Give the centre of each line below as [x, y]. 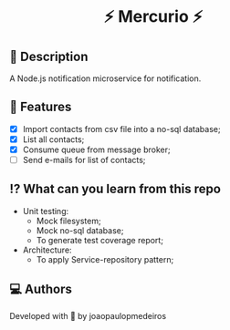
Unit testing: [46, 211]
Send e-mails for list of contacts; [84, 160]
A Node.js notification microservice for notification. [105, 78]
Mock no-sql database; [80, 230]
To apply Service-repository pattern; [105, 259]
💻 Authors [41, 289]
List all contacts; [53, 139]
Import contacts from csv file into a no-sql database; [121, 129]
